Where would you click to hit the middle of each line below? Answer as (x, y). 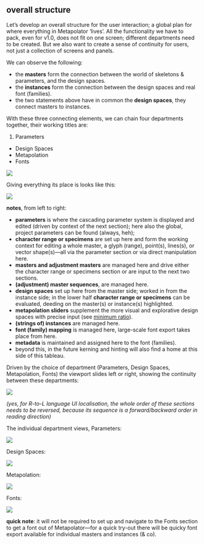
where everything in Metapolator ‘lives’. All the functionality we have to (95, 31)
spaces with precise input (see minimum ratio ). (74, 317)
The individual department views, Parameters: (64, 428)
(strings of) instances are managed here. (68, 323)
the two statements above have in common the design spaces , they (100, 100)
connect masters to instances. (53, 107)
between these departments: (43, 380)
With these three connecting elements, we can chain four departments (95, 118)
